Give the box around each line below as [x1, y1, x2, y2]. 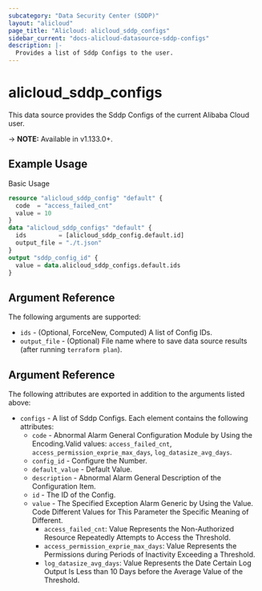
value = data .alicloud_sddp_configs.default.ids [15, 261, 181, 269]
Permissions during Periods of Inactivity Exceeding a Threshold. [43, 550, 256, 559]
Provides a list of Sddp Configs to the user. [15, 49, 174, 57]
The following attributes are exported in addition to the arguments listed [8, 390, 245, 399]
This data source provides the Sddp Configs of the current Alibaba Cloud [8, 110, 250, 119]
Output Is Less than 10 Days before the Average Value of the [43, 567, 243, 576]
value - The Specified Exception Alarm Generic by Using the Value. [31, 499, 254, 508]
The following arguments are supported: [8, 312, 142, 322]
